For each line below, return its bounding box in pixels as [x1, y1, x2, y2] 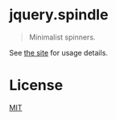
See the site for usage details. [9, 48, 108, 57]
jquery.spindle [9, 6, 109, 24]
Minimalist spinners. [28, 32, 96, 42]
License [9, 77, 64, 94]
